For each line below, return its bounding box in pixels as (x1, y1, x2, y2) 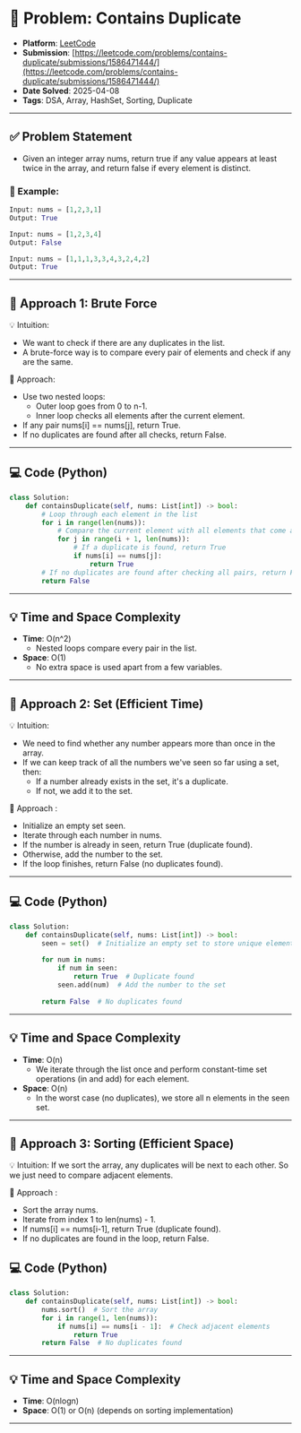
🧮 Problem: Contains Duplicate (9, 8, 242, 29)
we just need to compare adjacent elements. (9, 1170, 174, 1181)
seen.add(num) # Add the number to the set (56, 980, 227, 989)
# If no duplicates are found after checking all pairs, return (41, 568, 287, 577)
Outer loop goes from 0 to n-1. (35, 401, 148, 411)
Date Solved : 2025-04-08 (21, 85, 120, 96)
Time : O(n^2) (21, 634, 72, 644)
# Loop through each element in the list (41, 510, 199, 519)
